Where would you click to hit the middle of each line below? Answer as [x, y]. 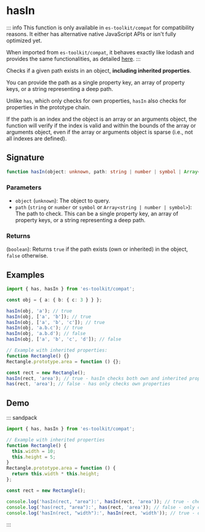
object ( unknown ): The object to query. [63, 200]
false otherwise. [27, 256]
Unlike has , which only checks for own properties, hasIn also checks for [96, 101]
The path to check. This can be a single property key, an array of [97, 214]
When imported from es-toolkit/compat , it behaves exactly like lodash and [100, 52]
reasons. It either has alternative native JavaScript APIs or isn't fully [91, 34]
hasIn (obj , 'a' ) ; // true [39, 311]
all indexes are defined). [37, 138]
